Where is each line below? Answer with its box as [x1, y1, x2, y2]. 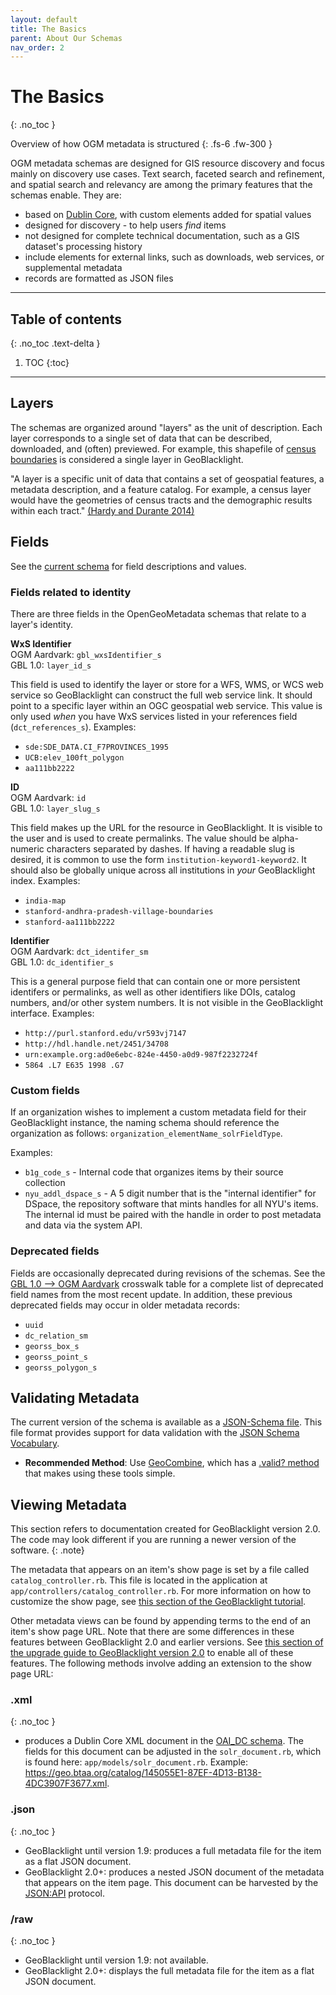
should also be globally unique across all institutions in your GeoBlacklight [10, 864, 316, 876]
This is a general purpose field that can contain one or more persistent [10, 975, 301, 987]
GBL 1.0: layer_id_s [10, 659, 92, 671]
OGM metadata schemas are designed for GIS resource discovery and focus [10, 157, 325, 170]
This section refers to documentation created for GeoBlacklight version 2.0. [10, 1523, 321, 1535]
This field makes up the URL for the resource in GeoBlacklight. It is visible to [10, 821, 323, 833]
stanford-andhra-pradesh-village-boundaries [24, 906, 214, 916]
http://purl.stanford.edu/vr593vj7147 [24, 1028, 187, 1038]
